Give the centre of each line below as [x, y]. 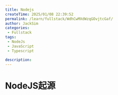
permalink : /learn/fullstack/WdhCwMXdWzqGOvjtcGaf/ [59, 19]
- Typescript [21, 51]
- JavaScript [21, 46]
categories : [17, 28]
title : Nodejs [20, 10]
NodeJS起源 [30, 85]
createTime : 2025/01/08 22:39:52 [39, 14]
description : [18, 60]
